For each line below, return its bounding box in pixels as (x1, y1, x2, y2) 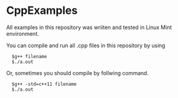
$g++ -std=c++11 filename (11, 81, 77, 87)
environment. (6, 30, 39, 37)
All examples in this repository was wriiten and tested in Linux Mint (6, 24, 172, 31)
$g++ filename (11, 53, 47, 59)
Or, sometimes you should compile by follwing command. (6, 69, 149, 76)
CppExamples (6, 4, 78, 18)
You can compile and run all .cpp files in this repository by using (6, 42, 166, 49)
